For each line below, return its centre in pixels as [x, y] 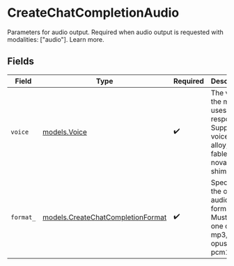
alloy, [219, 145]
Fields [21, 62]
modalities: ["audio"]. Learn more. [56, 39]
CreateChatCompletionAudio [93, 13]
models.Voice [65, 132]
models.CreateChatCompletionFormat [105, 217]
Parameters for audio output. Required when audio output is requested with [116, 32]
